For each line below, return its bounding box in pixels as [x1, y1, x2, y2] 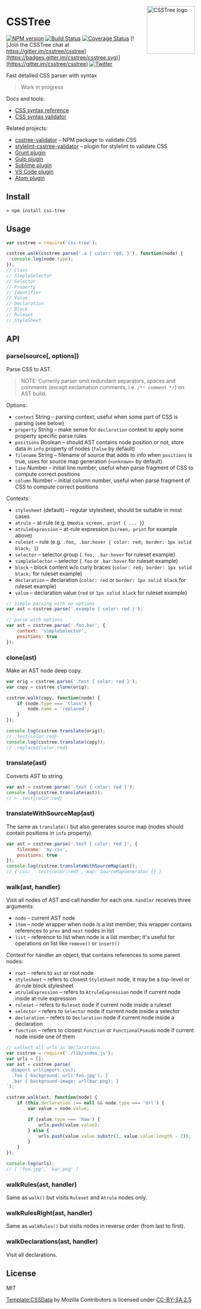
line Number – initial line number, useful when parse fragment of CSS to [14, 464, 194, 471]
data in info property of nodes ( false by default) [14, 445, 136, 452]
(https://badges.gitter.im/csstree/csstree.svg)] [6, 54, 121, 61]
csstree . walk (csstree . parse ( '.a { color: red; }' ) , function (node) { [6, 250, 184, 257]
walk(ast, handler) [6, 883, 61, 891]
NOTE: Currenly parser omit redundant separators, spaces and [20, 377, 176, 384]
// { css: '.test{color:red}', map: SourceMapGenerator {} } [6, 869, 162, 875]
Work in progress [20, 83, 64, 90]
